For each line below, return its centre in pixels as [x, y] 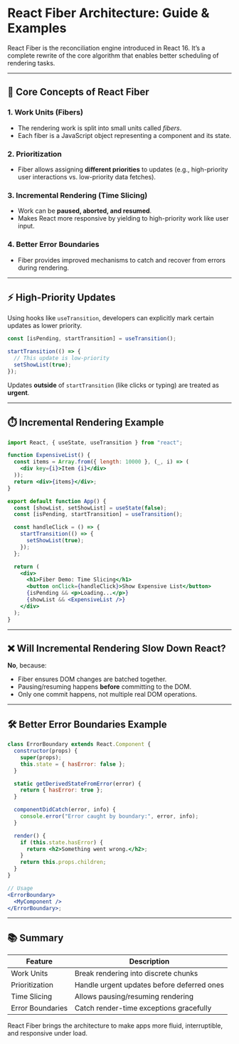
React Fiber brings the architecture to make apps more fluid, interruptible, [115, 1025]
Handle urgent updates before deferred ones [149, 985]
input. [26, 226]
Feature [39, 961]
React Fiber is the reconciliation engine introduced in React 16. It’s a [106, 48]
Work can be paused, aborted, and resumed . [85, 211]
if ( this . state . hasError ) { [62, 842]
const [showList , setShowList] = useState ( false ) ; [90, 508]
